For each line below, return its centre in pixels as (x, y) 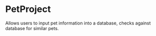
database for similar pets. (32, 28)
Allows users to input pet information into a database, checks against (78, 23)
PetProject (28, 9)
